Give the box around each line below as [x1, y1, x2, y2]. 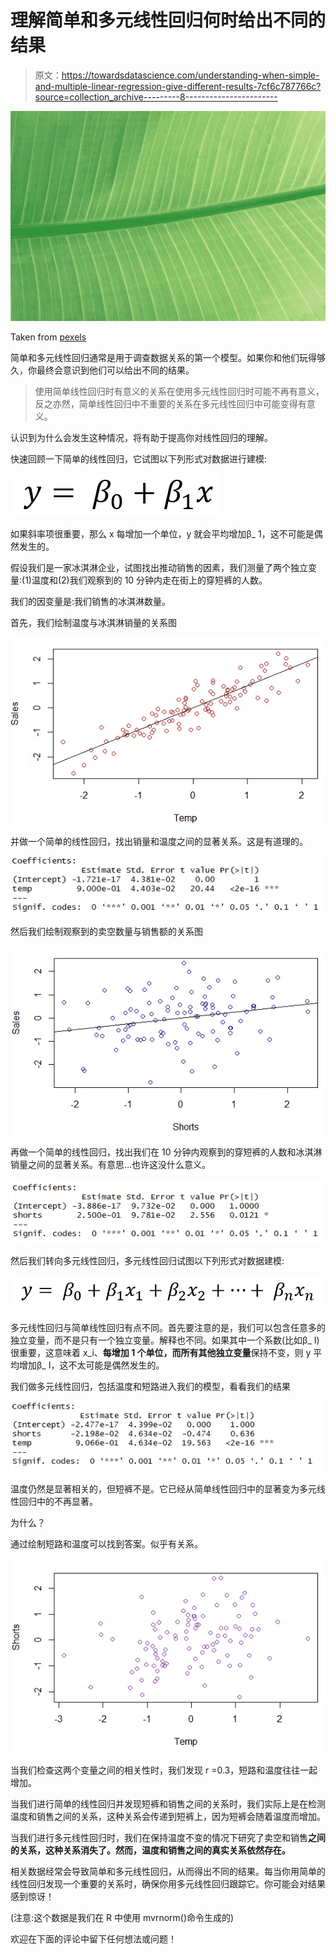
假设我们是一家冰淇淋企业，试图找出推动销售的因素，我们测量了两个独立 [10, 561, 308, 573]
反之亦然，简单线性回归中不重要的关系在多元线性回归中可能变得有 [34, 397, 307, 410]
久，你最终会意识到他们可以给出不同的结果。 [10, 364, 195, 376]
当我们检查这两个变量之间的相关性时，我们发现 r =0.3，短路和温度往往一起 [10, 1764, 318, 1776]
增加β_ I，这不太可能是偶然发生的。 [18, 1359, 165, 1371]
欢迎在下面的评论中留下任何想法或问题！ [10, 1932, 177, 1945]
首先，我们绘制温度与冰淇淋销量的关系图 [10, 616, 177, 628]
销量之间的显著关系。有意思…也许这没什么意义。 [10, 1158, 212, 1170]
